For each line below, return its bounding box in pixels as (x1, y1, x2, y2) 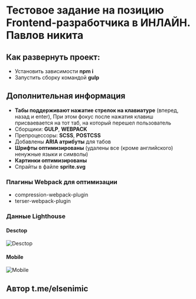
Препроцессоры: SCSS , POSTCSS (14, 132, 102, 139)
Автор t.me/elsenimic (6, 284, 89, 294)
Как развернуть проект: (6, 52, 100, 62)
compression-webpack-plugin (14, 191, 89, 198)
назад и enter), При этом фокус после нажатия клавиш (14, 113, 153, 120)
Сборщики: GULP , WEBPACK (14, 125, 87, 133)
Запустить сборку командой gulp (14, 74, 99, 81)
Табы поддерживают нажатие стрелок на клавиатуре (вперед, (14, 107, 179, 114)
